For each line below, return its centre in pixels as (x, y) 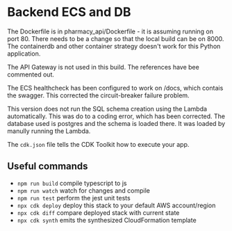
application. (24, 54)
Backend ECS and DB (69, 12)
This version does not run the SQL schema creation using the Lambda (107, 109)
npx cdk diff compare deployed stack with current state (98, 212)
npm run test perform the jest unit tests (74, 198)
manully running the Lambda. (49, 131)
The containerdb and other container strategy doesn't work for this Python (114, 46)
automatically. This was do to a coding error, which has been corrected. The (116, 116)
